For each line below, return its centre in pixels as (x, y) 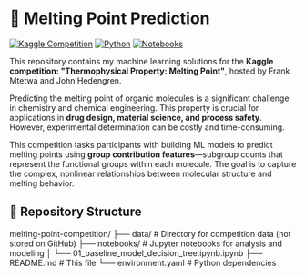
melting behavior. (42, 183)
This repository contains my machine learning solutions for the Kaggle (142, 61)
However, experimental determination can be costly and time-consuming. (147, 127)
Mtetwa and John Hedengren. (66, 80)
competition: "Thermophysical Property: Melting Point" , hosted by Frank (150, 71)
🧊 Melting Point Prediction (110, 19)
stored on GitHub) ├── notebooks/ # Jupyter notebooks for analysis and (146, 243)
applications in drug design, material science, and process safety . (136, 117)
